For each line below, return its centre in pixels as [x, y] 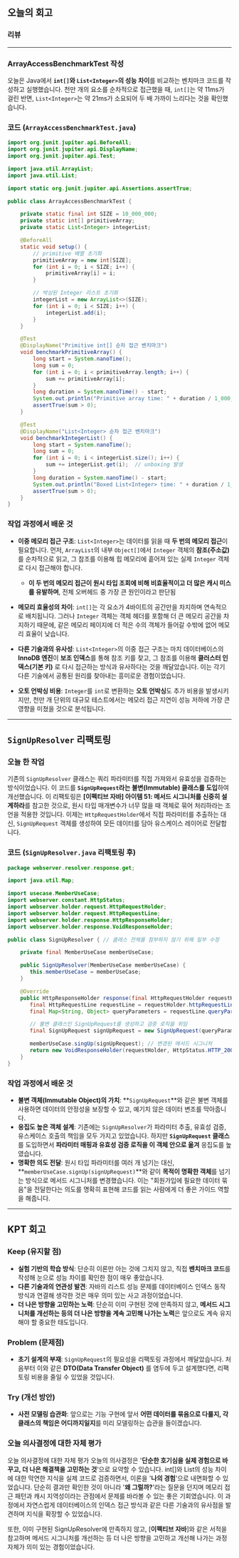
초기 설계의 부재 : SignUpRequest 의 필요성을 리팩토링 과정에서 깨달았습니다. [121, 1359]
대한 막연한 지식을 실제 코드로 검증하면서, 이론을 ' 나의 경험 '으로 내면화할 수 [118, 1478]
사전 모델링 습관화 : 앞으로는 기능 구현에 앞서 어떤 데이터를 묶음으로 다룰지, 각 [123, 1414]
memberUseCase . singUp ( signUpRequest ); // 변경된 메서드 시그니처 [121, 1044]
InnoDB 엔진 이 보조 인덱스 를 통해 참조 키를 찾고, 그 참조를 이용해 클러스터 [119, 658]
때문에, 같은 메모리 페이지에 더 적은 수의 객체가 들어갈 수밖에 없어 [127, 625]
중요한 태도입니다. [64, 1322]
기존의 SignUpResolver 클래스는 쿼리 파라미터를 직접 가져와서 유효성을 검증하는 [117, 779]
